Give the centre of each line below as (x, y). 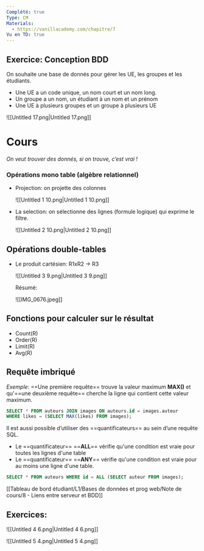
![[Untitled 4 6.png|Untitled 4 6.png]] (52, 530)
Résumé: (26, 287)
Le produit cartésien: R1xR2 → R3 (57, 264)
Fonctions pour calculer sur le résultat (80, 319)
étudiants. (19, 81)
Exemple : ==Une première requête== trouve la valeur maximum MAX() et (99, 387)
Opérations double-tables (56, 249)
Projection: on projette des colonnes (61, 188)
